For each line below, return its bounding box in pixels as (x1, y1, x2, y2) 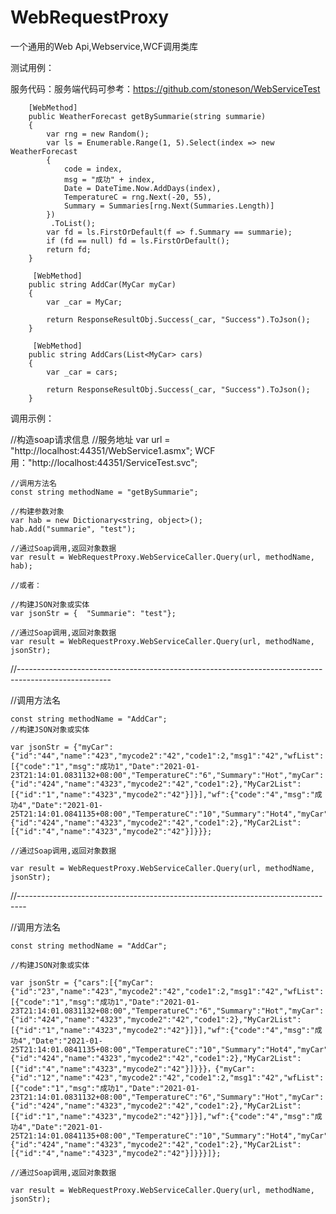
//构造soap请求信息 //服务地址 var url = (10, 433, 171, 445)
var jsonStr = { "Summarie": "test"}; (10, 608, 177, 618)
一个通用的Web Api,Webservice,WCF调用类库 (10, 40, 199, 52)
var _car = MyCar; (46, 297, 123, 307)
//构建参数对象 (10, 506, 65, 516)
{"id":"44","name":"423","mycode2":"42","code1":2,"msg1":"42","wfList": (10, 751, 325, 761)
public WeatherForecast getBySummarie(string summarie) (28, 111, 267, 121)
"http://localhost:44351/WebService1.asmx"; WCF (10, 444, 216, 456)
